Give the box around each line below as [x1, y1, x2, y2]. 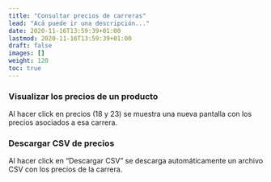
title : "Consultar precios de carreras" [8, 11, 147, 20]
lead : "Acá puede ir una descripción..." [8, 19, 150, 27]
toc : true [8, 64, 42, 72]
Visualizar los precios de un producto [8, 90, 159, 101]
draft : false [8, 42, 53, 50]
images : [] [8, 49, 45, 57]
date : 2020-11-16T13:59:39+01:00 [8, 27, 121, 35]
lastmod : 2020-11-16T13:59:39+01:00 [8, 34, 132, 43]
